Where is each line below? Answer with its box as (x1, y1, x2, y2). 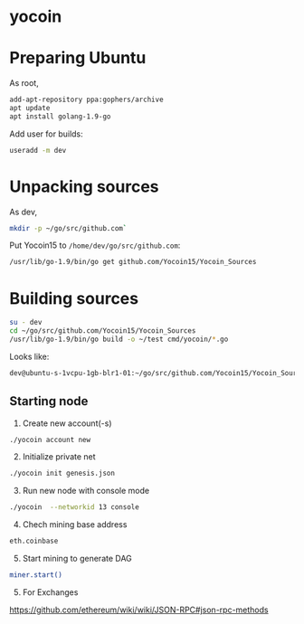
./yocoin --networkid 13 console (9, 503, 140, 512)
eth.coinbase (9, 536, 59, 546)
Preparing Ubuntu (9, 48, 147, 69)
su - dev (9, 318, 43, 327)
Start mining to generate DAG (22, 553, 133, 564)
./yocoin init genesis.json (9, 468, 116, 478)
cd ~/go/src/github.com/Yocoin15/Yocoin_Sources (9, 326, 196, 336)
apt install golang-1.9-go (9, 111, 111, 121)
